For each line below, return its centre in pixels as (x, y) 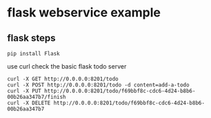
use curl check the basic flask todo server (67, 66)
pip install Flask (33, 54)
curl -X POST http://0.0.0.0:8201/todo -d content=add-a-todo (98, 85)
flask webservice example (84, 13)
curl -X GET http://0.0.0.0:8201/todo (63, 79)
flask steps (31, 38)
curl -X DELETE (29, 103)
